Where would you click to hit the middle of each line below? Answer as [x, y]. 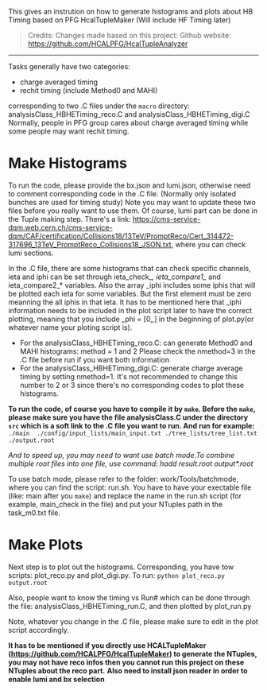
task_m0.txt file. [35, 513]
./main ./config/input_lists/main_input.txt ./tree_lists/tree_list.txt [133, 433]
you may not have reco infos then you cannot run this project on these [126, 662]
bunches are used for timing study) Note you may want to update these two [132, 202]
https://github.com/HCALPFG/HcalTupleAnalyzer [108, 44]
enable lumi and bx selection [56, 679]
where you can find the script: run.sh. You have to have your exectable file [130, 487]
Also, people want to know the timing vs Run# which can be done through [129, 597]
